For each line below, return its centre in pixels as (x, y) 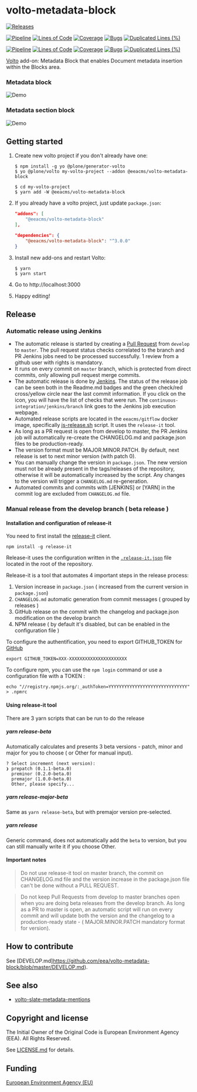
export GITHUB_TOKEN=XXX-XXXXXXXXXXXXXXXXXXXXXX (67, 659)
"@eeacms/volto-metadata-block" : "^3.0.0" (78, 241)
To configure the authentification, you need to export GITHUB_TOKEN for (94, 642)
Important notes (26, 860)
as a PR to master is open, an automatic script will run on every (96, 909)
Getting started (35, 141)
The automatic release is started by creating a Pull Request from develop (102, 344)
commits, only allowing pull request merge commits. (77, 375)
